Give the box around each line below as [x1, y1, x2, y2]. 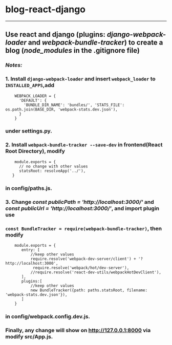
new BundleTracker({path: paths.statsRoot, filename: [30, 288, 147, 293]
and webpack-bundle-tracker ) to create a [28, 38, 163, 47]
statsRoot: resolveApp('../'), [18, 168, 86, 174]
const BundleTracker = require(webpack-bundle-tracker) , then [5, 225, 162, 232]
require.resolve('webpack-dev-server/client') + [30, 256, 137, 262]
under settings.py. [5, 127, 52, 135]
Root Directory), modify [5, 147, 66, 155]
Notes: [5, 61, 23, 69]
